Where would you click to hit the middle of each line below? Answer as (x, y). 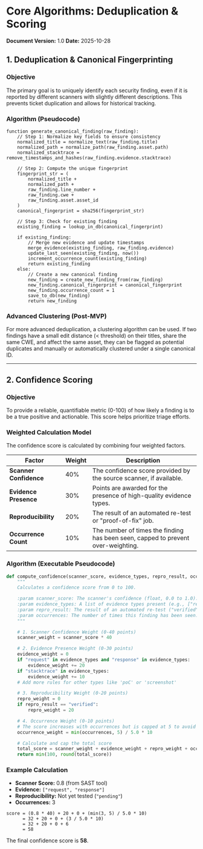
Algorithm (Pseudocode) (43, 119)
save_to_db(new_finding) (59, 296)
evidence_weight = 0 (43, 654)
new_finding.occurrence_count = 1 (71, 290)
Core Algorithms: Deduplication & (92, 11)
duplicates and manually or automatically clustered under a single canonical (101, 349)
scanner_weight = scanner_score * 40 (65, 638)
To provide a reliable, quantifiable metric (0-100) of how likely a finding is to (100, 410)
